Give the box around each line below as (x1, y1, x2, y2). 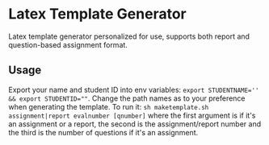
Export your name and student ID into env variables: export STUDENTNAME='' (8, 85, 259, 94)
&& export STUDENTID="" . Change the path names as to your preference (8, 93, 246, 103)
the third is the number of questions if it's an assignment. (8, 127, 199, 137)
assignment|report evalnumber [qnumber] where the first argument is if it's (8, 110, 256, 120)
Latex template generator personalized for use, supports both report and (8, 31, 250, 41)
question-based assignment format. (8, 39, 128, 49)
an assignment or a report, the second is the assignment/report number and (8, 118, 261, 129)
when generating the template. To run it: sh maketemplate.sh (8, 101, 209, 111)
